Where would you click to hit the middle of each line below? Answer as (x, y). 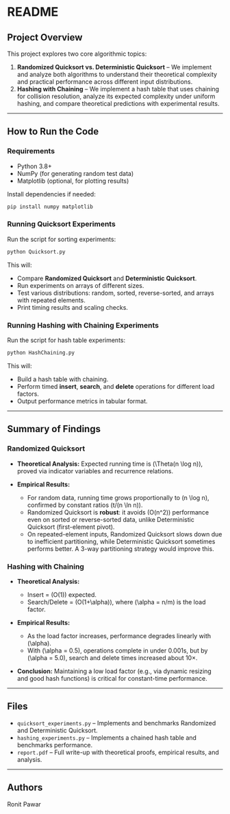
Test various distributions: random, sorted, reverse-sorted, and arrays (115, 293)
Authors (25, 788)
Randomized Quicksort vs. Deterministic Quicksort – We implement (114, 67)
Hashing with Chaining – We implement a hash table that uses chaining (118, 89)
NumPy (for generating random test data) (75, 173)
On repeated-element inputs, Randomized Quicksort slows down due (125, 534)
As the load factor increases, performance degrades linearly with (119, 635)
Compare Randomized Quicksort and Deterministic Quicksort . (107, 278)
